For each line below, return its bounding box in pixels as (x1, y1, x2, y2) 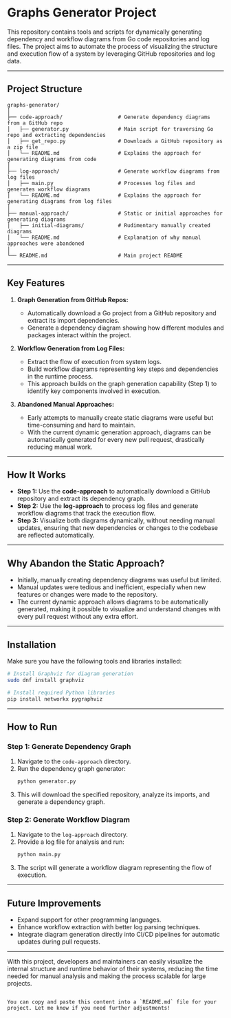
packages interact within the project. (27, 330, 132, 339)
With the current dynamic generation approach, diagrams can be (27, 428, 212, 436)
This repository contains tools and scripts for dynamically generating (7, 28, 202, 36)
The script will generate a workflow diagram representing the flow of (16, 864, 212, 872)
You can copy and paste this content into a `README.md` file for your (7, 999, 217, 1006)
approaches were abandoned (7, 240, 85, 247)
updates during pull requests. (16, 937, 101, 946)
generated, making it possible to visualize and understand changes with (16, 605, 221, 613)
